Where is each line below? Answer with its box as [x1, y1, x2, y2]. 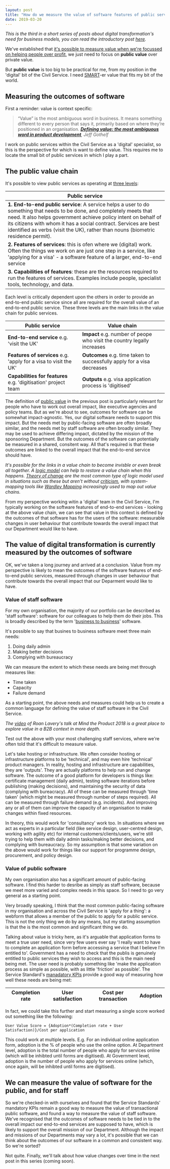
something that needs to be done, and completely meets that [8, 208, 152, 214]
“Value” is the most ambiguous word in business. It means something [17, 115, 162, 122]
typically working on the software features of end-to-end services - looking [5, 504, 163, 510]
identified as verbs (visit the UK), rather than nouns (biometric [8, 226, 155, 233]
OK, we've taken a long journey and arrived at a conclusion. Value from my [5, 562, 161, 568]
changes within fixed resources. [5, 810, 72, 816]
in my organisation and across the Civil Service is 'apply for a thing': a [5, 908, 151, 914]
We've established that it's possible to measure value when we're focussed [5, 46, 162, 52]
